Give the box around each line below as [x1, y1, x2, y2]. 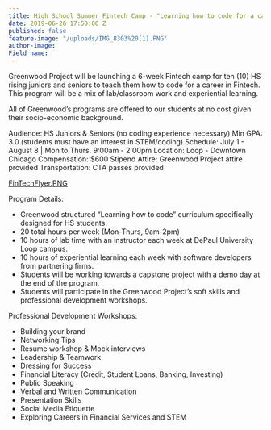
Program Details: [8, 194, 65, 203]
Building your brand [19, 327, 86, 336]
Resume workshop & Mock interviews [19, 344, 146, 353]
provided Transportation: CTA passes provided [8, 163, 164, 172]
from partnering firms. [19, 261, 94, 270]
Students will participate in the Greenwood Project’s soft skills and [19, 287, 240, 296]
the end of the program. [19, 278, 100, 287]
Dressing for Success [19, 361, 92, 370]
